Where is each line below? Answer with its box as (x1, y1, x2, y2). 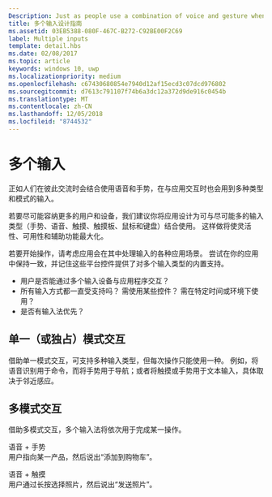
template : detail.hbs (8, 42, 82, 50)
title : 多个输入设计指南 (8, 19, 83, 28)
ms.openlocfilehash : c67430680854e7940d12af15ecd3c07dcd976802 (8, 80, 227, 88)
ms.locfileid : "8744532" (8, 118, 92, 126)
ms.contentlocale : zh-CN (8, 102, 92, 110)
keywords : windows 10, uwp (8, 65, 100, 73)
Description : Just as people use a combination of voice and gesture (8, 11, 249, 20)
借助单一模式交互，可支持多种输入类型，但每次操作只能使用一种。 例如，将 (8, 355, 259, 365)
